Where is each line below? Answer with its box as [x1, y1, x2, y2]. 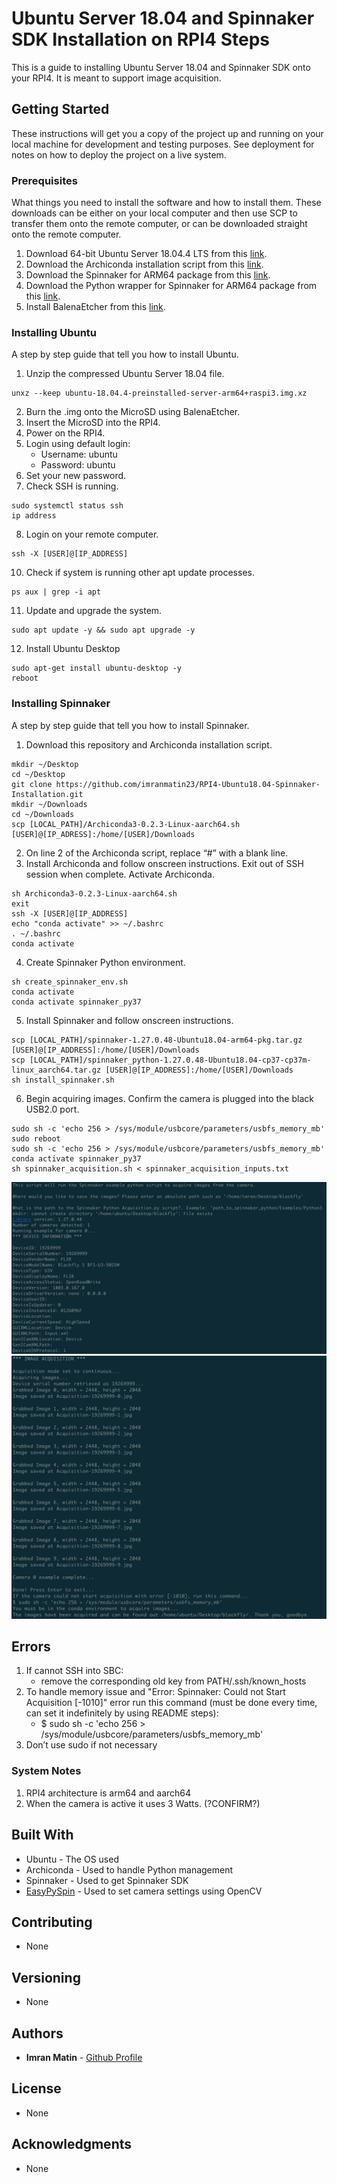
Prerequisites [11, 173, 78, 187]
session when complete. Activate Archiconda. [25, 868, 215, 880]
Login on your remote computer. [25, 528, 159, 541]
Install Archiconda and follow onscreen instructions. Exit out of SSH [25, 857, 304, 869]
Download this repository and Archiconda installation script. [25, 738, 273, 751]
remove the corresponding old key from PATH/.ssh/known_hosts [40, 1675, 307, 1687]
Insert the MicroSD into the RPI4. [25, 417, 161, 429]
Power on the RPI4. [25, 427, 106, 439]
